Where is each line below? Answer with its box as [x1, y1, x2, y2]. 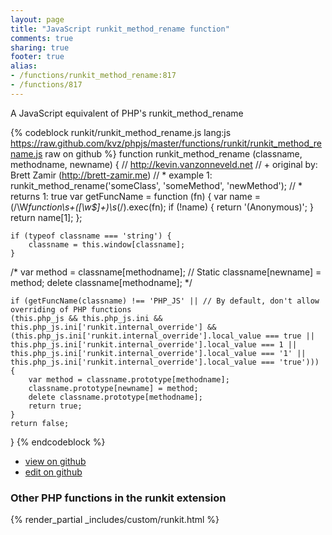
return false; [10, 418, 70, 428]
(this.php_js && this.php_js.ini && [10, 313, 163, 323]
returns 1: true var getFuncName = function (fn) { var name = [10, 190, 261, 202]
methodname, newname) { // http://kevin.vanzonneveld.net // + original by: [10, 158, 318, 170]
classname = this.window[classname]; [28, 239, 186, 250]
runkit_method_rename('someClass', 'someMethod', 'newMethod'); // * [10, 179, 303, 191]
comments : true [10, 33, 74, 43]
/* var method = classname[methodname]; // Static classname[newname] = [10, 266, 322, 278]
